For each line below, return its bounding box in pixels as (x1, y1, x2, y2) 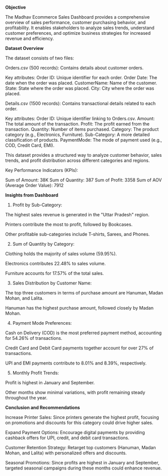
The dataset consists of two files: (5, 55, 74, 61)
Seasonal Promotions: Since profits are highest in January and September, (5, 460, 159, 465)
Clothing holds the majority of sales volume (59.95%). (5, 251, 117, 257)
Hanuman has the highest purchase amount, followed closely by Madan (5, 305, 154, 311)
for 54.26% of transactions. (5, 335, 62, 341)
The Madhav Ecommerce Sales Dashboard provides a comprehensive (5, 14, 150, 20)
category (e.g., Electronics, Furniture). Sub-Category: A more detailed (5, 132, 150, 138)
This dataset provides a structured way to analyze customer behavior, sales (5, 152, 162, 158)
